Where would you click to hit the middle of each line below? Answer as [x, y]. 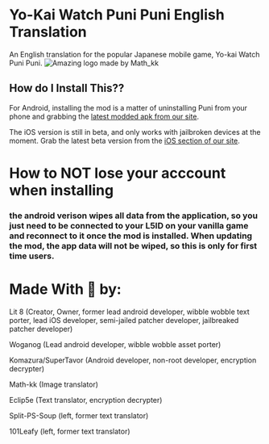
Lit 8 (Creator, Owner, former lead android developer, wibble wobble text [130, 312]
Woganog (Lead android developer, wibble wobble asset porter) [115, 344]
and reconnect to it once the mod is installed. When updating [131, 236]
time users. [32, 256]
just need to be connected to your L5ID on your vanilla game [129, 225]
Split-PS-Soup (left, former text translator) [79, 415]
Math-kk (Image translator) [54, 384]
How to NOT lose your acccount [118, 173]
